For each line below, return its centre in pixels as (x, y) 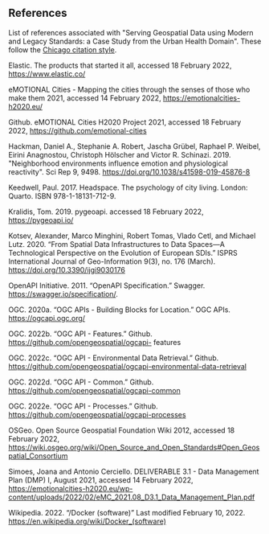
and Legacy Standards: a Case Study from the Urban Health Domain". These (135, 41)
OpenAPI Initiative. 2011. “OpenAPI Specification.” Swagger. (107, 285)
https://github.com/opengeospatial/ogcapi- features (95, 342)
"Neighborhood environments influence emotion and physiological (118, 163)
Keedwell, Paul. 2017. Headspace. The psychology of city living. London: (128, 187)
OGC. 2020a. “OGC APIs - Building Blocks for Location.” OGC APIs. (120, 310)
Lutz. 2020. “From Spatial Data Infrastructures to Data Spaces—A (116, 244)
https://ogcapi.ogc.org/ (47, 318)
